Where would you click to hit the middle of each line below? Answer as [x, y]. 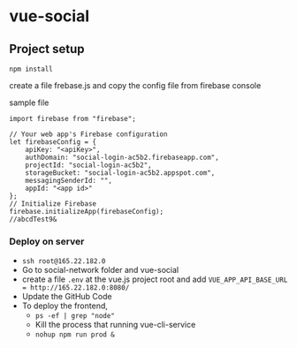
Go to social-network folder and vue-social [100, 270]
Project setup [47, 49]
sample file [29, 102]
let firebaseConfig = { [53, 142]
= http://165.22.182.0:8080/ [76, 288]
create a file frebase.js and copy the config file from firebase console [135, 85]
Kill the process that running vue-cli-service [115, 325]
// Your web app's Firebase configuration [88, 134]
